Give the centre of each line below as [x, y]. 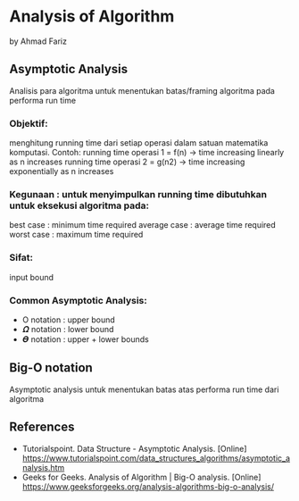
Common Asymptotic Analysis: [78, 300]
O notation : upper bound [69, 320]
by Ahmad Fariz [38, 41]
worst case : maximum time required [76, 235]
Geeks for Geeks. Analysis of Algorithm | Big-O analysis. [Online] [141, 477]
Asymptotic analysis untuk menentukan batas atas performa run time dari [144, 389]
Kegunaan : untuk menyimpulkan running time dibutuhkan [138, 194]
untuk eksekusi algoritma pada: [79, 205]
